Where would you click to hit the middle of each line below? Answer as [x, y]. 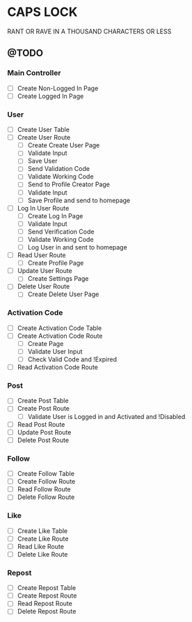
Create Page [46, 343]
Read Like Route [41, 546]
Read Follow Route [44, 489]
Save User [42, 161]
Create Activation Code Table [59, 328]
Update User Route [45, 271]
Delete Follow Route [46, 497]
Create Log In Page [55, 215]
